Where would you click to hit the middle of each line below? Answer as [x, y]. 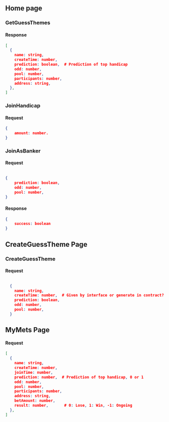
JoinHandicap [23, 106]
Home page [24, 8]
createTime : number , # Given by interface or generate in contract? [89, 295]
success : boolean [33, 224]
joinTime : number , [34, 372]
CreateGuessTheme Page [46, 244]
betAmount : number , [35, 401]
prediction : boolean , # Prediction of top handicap [71, 65]
